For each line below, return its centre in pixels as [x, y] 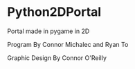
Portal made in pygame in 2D [48, 31]
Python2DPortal [54, 12]
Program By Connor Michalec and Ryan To [68, 44]
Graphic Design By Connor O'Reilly [57, 58]
